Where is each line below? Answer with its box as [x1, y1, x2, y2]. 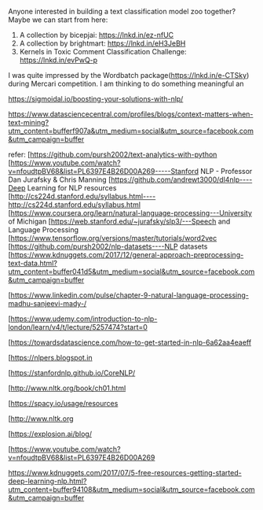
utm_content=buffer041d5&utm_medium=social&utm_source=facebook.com [8, 267, 255, 276]
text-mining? [8, 118, 49, 127]
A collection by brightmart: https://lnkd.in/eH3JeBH [19, 39, 186, 48]
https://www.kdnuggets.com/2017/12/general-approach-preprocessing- [10, 250, 244, 259]
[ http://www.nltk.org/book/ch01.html [8, 383, 126, 393]
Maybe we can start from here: [8, 15, 108, 24]
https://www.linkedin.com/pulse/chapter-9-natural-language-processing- [10, 290, 250, 300]
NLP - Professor [199, 167, 253, 176]
